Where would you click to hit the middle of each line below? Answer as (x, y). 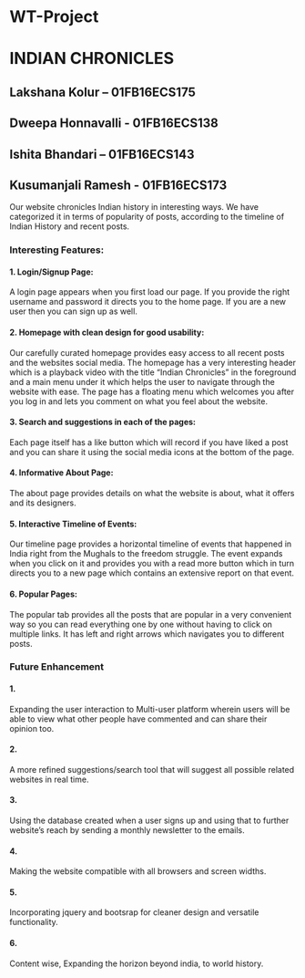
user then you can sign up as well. (74, 311)
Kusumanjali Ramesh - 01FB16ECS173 (118, 185)
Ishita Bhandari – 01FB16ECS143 (102, 154)
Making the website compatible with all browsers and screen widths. (138, 871)
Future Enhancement (57, 667)
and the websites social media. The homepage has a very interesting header (152, 362)
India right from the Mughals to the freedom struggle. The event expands (146, 554)
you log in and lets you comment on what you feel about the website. (139, 401)
